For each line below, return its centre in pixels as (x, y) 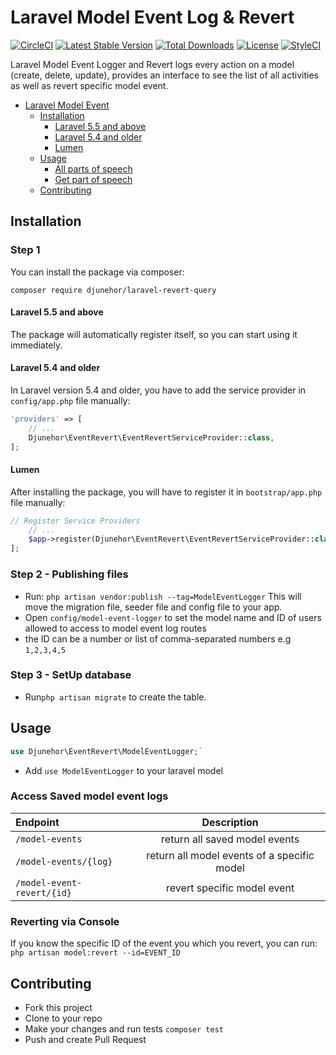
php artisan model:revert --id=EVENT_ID (96, 953)
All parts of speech (93, 168)
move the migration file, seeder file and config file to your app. (153, 607)
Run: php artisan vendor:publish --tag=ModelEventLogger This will (163, 596)
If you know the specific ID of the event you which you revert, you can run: (164, 943)
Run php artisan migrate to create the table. (115, 697)
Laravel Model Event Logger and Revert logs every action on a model (152, 64)
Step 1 (25, 250)
